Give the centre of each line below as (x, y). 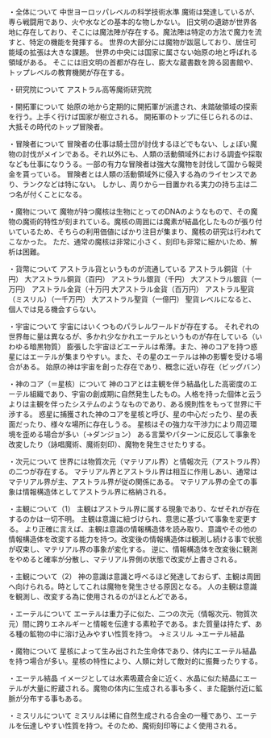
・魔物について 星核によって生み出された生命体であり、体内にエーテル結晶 (132, 651)
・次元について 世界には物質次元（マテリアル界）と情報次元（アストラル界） (135, 461)
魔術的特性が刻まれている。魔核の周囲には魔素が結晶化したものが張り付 (142, 221)
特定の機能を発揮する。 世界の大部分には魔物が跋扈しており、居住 (140, 42)
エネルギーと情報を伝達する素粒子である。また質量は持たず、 (153, 624)
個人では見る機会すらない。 (54, 309)
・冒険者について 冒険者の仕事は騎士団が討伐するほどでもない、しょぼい (129, 144)
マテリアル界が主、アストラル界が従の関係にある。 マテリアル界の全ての (129, 482)
